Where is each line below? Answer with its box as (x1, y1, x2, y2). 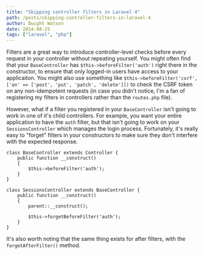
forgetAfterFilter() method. (6, 242, 81, 249)
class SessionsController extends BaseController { (6, 187, 140, 193)
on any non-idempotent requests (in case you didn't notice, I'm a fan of (6, 87, 186, 95)
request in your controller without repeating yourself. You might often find (6, 55, 191, 62)
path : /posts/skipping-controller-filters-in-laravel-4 (6, 15, 151, 21)
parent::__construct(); (28, 203, 88, 209)
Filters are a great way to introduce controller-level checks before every (6, 48, 187, 56)
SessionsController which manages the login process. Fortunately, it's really (6, 125, 199, 132)
